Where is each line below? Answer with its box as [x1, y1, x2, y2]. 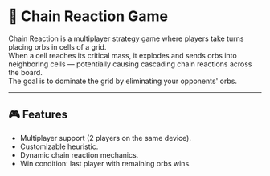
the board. [8, 67, 43, 77]
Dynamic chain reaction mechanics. [19, 150, 139, 159]
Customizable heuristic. [19, 142, 99, 151]
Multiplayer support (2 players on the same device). [19, 133, 191, 142]
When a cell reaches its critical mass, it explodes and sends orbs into [8, 50, 237, 60]
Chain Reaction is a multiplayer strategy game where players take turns [8, 34, 244, 43]
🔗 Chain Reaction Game [8, 7, 169, 26]
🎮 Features [8, 108, 68, 122]
